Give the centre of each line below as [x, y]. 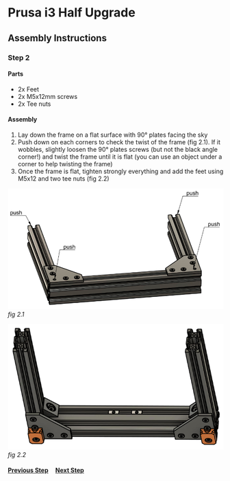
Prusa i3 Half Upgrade [72, 13]
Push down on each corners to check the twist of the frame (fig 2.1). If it [119, 142]
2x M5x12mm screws [48, 96]
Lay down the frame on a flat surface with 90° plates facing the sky [113, 135]
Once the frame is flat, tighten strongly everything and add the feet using [120, 171]
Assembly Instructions [57, 38]
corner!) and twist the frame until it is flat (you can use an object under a [120, 157]
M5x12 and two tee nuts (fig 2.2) [63, 178]
